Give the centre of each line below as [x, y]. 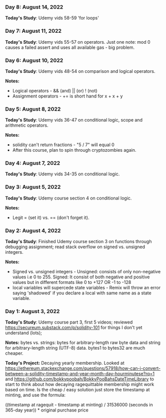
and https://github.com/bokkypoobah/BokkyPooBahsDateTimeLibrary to [79, 379]
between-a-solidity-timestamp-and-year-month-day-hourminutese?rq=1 [80, 374]
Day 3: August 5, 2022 [33, 187]
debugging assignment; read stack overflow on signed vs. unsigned [75, 247]
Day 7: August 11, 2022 [33, 31]
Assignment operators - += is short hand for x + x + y [67, 96]
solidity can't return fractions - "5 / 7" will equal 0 [63, 145]
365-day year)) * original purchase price [47, 410]
